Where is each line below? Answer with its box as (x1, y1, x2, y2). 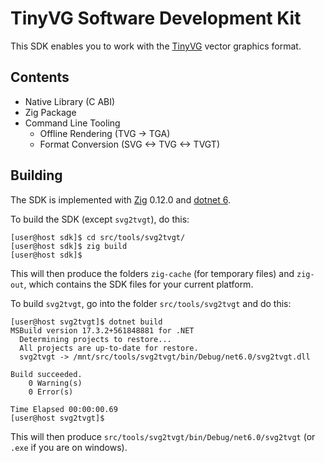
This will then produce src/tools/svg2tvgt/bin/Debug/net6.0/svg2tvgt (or (10, 430, 316, 442)
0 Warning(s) (28, 378, 83, 388)
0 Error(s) (28, 387, 74, 397)
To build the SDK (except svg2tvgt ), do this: (10, 213, 190, 225)
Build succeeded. (10, 369, 83, 379)
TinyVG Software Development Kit (10, 7, 302, 30)
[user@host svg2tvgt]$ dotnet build (10, 317, 163, 327)
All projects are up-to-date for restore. (19, 343, 199, 353)
